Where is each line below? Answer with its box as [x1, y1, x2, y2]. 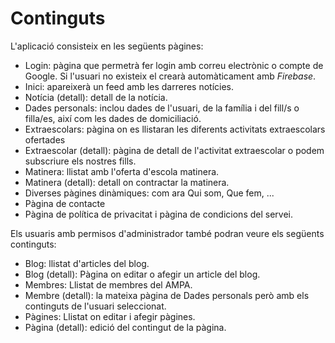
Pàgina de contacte [24, 197, 106, 209]
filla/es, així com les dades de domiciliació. [24, 112, 202, 124]
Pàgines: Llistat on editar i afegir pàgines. [24, 310, 196, 322]
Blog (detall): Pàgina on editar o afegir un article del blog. [24, 268, 261, 280]
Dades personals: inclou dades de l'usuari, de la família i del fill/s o [24, 102, 300, 114]
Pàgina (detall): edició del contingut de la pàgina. [24, 321, 227, 333]
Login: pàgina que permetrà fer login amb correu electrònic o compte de [24, 59, 324, 71]
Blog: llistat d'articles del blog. [24, 257, 150, 269]
